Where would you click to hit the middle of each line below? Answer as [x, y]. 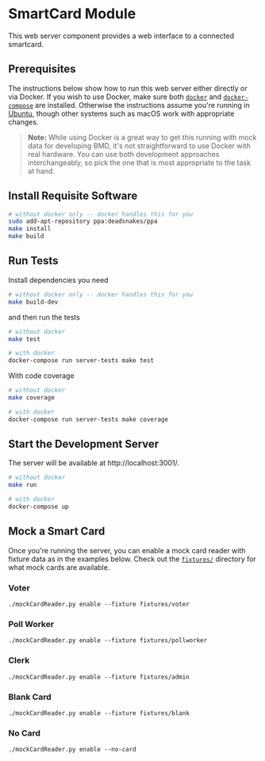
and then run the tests [44, 317]
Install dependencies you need [58, 280]
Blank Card [30, 697]
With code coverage [41, 376]
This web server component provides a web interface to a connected [121, 36]
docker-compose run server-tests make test [81, 361]
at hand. [41, 170]
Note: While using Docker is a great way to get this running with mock [142, 137]
